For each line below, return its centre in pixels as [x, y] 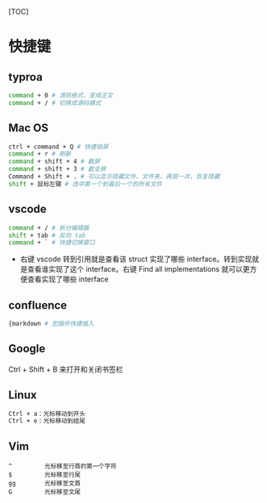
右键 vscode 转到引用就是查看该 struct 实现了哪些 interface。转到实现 [136, 259]
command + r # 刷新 [40, 154]
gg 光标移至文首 [44, 484]
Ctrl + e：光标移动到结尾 [47, 421]
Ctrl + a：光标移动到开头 [47, 414]
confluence [38, 305]
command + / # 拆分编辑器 [49, 228]
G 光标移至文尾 [44, 492]
